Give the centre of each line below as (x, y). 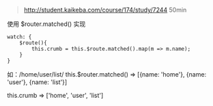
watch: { (19, 37)
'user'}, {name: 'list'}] (37, 82)
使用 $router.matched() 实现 (46, 24)
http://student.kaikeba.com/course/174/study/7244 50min (105, 10)
